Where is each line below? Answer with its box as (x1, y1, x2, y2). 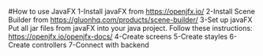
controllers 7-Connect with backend (31, 40, 149, 50)
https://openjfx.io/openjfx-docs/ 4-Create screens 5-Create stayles (8, 32, 228, 41)
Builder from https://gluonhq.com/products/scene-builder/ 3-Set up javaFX (8, 15, 253, 24)
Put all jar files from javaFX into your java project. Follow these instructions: (8, 24, 253, 32)
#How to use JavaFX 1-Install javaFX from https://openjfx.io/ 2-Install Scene (8, 7, 255, 16)
